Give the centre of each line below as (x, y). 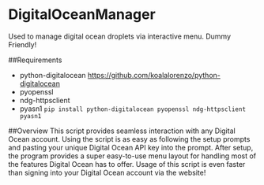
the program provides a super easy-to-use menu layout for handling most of (132, 156)
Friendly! (23, 44)
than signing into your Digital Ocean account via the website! (107, 172)
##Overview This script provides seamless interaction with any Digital (122, 131)
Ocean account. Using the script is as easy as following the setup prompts (129, 139)
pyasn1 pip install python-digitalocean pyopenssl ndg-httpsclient (133, 109)
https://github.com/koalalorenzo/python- (154, 75)
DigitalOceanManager (82, 15)
